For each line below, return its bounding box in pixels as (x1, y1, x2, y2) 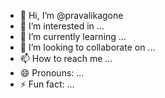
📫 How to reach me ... (19, 53, 113, 64)
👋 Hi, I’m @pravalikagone (19, 10, 124, 21)
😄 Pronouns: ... (19, 67, 85, 79)
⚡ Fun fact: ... (19, 78, 75, 90)
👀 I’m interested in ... (19, 20, 105, 32)
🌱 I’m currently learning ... (19, 31, 127, 42)
